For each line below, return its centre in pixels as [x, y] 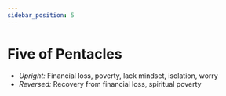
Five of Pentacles [65, 53]
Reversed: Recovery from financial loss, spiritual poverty [110, 84]
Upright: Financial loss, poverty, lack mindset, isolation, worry [118, 76]
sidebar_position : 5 [41, 15]
